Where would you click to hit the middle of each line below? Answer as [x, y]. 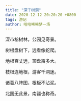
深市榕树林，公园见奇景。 [32, 39]
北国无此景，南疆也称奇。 [32, 94]
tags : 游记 [16, 19]
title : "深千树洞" [23, 10]
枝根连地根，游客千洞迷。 [32, 72]
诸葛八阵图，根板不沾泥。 [32, 83]
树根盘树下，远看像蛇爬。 [32, 50]
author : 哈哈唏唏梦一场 [28, 24]
